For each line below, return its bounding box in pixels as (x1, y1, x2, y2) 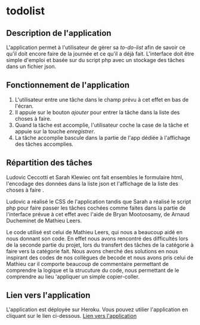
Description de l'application (6, 28, 112, 38)
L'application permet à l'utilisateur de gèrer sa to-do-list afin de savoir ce (6, 44, 186, 51)
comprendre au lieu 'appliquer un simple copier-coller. (6, 273, 140, 280)
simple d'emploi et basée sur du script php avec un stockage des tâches (6, 57, 185, 63)
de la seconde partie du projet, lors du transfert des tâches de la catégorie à (6, 241, 194, 249)
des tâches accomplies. (14, 140, 73, 148)
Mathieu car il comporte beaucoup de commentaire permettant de (6, 260, 169, 267)
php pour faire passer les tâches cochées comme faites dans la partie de (6, 204, 186, 211)
